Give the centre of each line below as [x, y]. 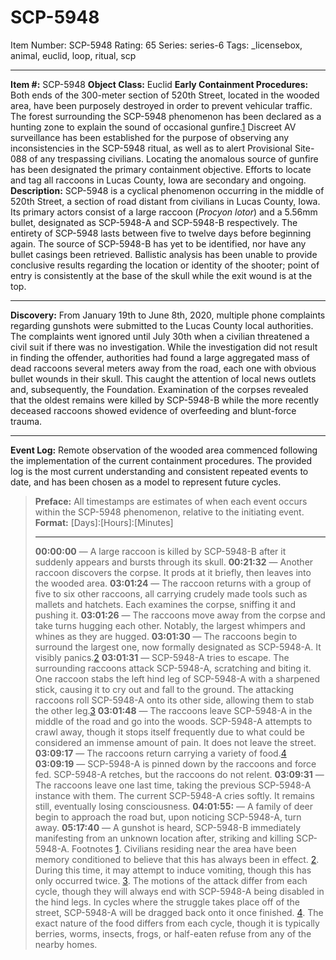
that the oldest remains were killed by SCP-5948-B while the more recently [165, 400]
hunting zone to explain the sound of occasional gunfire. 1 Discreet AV [153, 127]
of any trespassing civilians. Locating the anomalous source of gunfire [174, 158]
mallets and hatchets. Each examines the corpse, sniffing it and [165, 604]
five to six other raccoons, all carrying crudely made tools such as [171, 593]
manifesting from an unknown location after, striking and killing [164, 838]
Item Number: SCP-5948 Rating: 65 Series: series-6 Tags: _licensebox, [156, 45]
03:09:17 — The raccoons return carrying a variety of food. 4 [160, 753]
